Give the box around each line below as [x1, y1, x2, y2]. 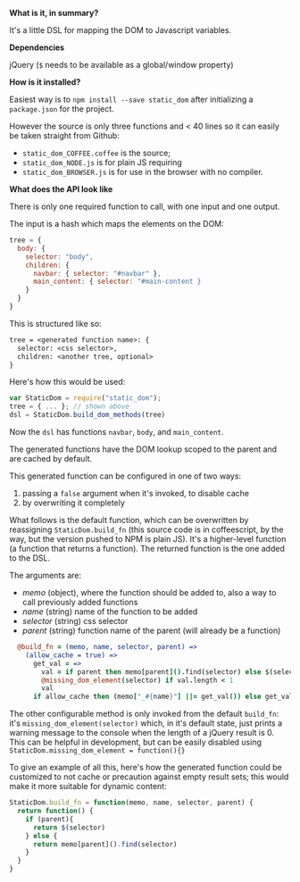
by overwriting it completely [21, 497, 125, 508]
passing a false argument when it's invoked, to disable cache [21, 488, 250, 498]
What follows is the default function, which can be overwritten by [9, 515, 249, 525]
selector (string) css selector [21, 616, 129, 626]
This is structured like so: [9, 318, 102, 329]
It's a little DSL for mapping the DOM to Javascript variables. [9, 25, 232, 35]
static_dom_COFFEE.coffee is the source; [21, 147, 171, 158]
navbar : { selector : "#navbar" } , [32, 269, 162, 278]
